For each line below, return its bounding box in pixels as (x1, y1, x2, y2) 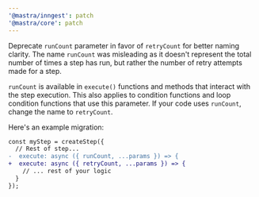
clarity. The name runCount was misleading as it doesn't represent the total (8, 49, 252, 59)
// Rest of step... (15, 145, 80, 153)
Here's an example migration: (8, 122, 105, 132)
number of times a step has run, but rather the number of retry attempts (8, 57, 243, 68)
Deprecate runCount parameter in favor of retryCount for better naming (8, 41, 240, 50)
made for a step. (8, 66, 62, 75)
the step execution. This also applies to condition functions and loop (8, 90, 231, 99)
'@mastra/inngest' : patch (8, 11, 93, 20)
